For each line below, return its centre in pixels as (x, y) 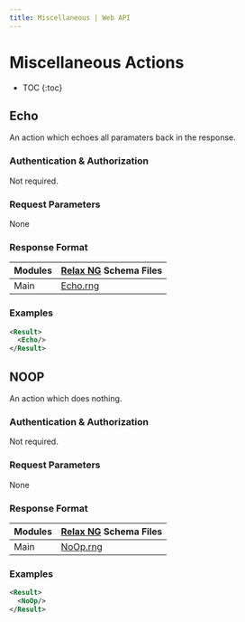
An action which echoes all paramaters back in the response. (122, 137)
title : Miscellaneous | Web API (70, 18)
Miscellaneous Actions (97, 62)
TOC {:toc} (42, 88)
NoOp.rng (82, 546)
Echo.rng (80, 286)
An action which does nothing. (66, 398)
